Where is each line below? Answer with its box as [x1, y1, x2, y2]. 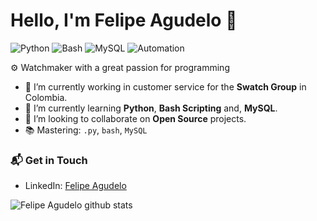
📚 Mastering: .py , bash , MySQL [24, 124, 148, 136]
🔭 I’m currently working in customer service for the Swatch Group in [24, 80, 307, 93]
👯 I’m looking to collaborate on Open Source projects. [24, 112, 247, 124]
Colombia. [24, 91, 68, 103]
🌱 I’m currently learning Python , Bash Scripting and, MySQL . [24, 102, 278, 114]
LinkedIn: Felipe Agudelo [24, 180, 127, 192]
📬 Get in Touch [10, 153, 88, 167]
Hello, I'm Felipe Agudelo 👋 [10, 9, 238, 32]
